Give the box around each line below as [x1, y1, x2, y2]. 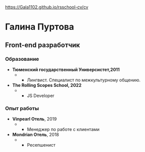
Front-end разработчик [5, 41, 80, 49]
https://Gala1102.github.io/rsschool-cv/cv [5, 4, 88, 10]
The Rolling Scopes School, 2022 [12, 82, 82, 88]
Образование [5, 55, 39, 62]
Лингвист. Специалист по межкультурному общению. [27, 77, 141, 83]
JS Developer [27, 93, 55, 99]
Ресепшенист [27, 142, 56, 148]
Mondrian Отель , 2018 [12, 132, 59, 138]
